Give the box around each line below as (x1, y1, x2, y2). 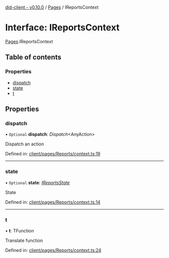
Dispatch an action (5, 141, 44, 147)
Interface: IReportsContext (5, 22, 120, 33)
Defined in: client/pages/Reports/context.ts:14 (5, 199, 101, 205)
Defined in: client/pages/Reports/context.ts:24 (5, 247, 102, 253)
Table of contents (5, 53, 61, 62)
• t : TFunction (5, 227, 34, 233)
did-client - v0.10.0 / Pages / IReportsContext (5, 5, 99, 10)
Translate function (5, 237, 43, 243)
